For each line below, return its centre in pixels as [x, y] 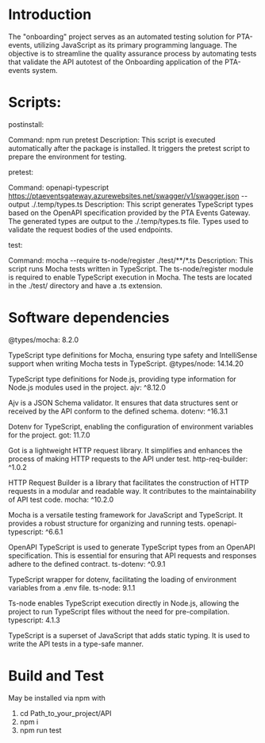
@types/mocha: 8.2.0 [44, 340]
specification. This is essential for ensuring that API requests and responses [132, 555]
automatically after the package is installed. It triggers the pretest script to [129, 148]
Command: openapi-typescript [59, 187]
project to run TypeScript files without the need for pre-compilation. [119, 611]
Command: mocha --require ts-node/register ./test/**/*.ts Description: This [131, 260]
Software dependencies [89, 318]
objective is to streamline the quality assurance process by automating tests [132, 53]
